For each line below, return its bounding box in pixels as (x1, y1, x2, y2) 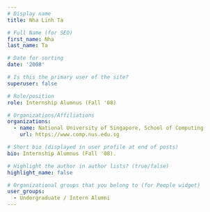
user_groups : (7, 188, 45, 195)
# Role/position (7, 92, 54, 99)
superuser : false (7, 80, 58, 87)
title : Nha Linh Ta (7, 17, 64, 24)
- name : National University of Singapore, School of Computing (13, 124, 204, 132)
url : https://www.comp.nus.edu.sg (19, 131, 120, 138)
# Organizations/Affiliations (7, 112, 95, 119)
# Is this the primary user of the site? (7, 74, 129, 81)
